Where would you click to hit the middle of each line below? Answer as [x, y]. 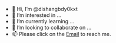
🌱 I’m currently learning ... [43, 21]
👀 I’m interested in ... [37, 15]
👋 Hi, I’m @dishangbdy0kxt [44, 9]
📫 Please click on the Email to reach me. [61, 34]
